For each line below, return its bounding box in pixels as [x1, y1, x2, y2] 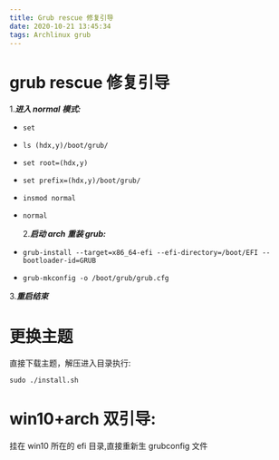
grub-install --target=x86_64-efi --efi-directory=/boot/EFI [22, 249, 259, 258]
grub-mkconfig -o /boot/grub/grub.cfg [22, 274, 169, 283]
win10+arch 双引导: [9, 409, 157, 429]
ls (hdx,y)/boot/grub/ [22, 142, 109, 151]
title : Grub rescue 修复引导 [9, 13, 114, 23]
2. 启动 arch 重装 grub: [22, 229, 107, 240]
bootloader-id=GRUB [22, 256, 97, 266]
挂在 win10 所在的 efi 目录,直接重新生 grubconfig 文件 [9, 441, 208, 452]
